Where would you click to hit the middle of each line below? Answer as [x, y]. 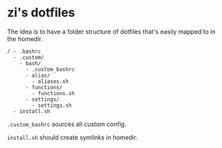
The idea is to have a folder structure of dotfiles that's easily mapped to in [111, 32]
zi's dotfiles [41, 13]
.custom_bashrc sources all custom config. [67, 124]
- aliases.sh [50, 81]
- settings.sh [52, 105]
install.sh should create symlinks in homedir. [73, 137]
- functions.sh [53, 93]
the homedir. [25, 38]
